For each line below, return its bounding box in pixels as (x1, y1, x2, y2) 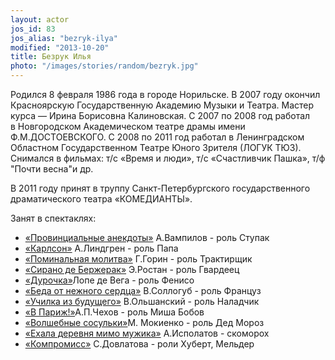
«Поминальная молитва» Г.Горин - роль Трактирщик (24, 253, 253, 265)
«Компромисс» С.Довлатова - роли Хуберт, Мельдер (24, 338, 255, 350)
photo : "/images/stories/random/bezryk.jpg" (10, 61, 199, 71)
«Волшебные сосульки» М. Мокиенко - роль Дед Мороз (24, 317, 265, 328)
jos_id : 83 (10, 24, 56, 34)
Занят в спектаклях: (10, 212, 97, 224)
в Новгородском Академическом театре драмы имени (10, 121, 246, 132)
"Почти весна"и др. (10, 163, 94, 175)
